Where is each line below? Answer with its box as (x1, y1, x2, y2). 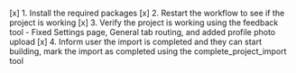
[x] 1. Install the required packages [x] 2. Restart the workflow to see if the (9, 8, 285, 18)
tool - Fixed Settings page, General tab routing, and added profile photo (9, 27, 276, 37)
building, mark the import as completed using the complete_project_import (9, 46, 287, 57)
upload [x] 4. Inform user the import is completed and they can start (9, 36, 262, 47)
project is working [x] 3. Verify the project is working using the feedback (9, 17, 279, 28)
